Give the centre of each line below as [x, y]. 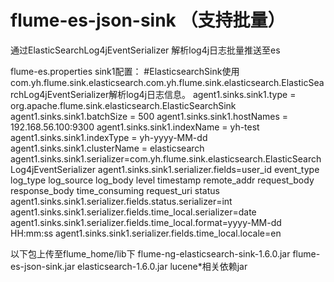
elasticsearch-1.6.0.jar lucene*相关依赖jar [162, 266]
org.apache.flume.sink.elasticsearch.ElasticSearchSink [123, 105]
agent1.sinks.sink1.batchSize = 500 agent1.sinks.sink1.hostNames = [149, 116]
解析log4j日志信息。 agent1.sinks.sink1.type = [202, 94]
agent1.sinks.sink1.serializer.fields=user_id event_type [208, 169]
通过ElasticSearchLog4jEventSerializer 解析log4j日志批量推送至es [145, 50]
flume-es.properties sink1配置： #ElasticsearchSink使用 [125, 71]
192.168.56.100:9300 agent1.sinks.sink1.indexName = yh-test [135, 127]
